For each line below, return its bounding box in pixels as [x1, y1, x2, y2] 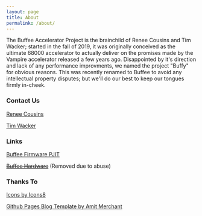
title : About [6, 14, 39, 21]
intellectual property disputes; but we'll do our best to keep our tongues [6, 75, 185, 82]
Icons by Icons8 [6, 191, 46, 199]
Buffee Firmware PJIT [6, 150, 60, 157]
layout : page [6, 8, 39, 15]
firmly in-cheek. [6, 81, 46, 89]
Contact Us [6, 97, 40, 105]
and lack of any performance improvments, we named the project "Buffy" [6, 62, 189, 69]
